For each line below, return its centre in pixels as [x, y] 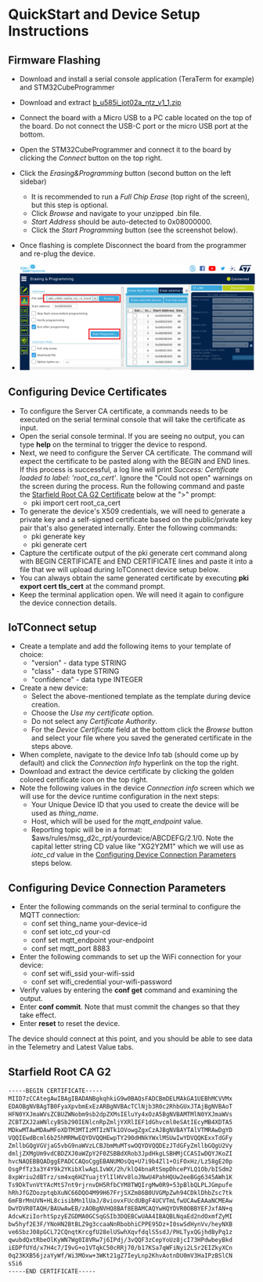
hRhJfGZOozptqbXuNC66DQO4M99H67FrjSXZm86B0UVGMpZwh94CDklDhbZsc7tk [121, 1193]
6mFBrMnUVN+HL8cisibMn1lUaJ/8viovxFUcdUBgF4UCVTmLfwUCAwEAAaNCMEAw [121, 1201]
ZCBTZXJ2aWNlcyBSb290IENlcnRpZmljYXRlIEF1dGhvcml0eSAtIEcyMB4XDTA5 [121, 1123]
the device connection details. [68, 603]
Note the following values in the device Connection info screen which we [137, 788]
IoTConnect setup [52, 627]
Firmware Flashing [54, 60]
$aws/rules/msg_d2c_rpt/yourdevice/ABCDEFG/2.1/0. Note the [132, 838]
